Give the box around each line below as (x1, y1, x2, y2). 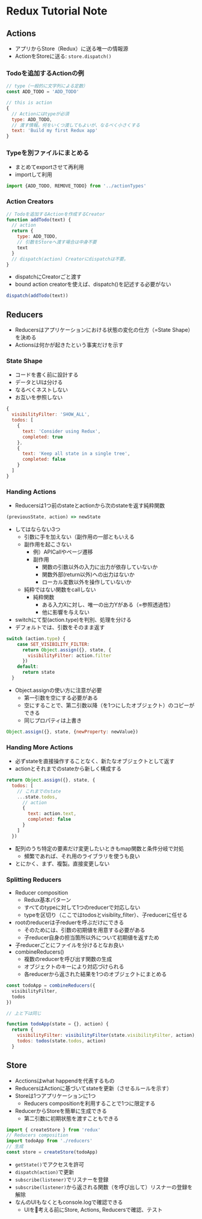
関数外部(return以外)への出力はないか (41, 571, 135, 578)
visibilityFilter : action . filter (28, 653, 112, 659)
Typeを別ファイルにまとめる (6, 149, 89, 157)
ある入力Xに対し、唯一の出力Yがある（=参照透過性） (41, 601, 174, 608)
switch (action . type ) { (6, 635, 66, 642)
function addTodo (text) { (6, 217, 71, 223)
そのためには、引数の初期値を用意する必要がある (23, 926, 145, 934)
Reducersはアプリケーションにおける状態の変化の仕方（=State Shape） (14, 326, 194, 334)
